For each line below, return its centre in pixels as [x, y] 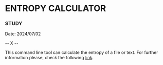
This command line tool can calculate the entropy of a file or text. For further [81, 52]
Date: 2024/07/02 [23, 34]
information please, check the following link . [49, 58]
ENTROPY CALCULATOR [55, 8]
